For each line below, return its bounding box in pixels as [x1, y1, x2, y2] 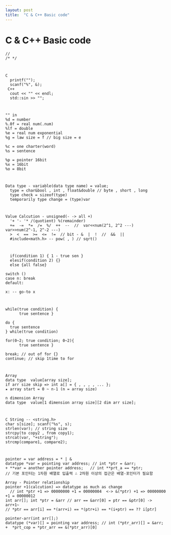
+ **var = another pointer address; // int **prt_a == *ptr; [5, 466, 143, 471]
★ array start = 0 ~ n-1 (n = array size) [5, 386, 97, 392]
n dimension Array [5, 395, 45, 400]
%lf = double [5, 126, 33, 131]
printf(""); [10, 78, 36, 83]
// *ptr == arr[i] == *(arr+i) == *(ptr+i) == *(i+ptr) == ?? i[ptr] [5, 507, 157, 512]
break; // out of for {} [5, 351, 58, 357]
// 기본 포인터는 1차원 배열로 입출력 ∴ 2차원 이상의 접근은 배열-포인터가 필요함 [5, 471, 153, 476]
